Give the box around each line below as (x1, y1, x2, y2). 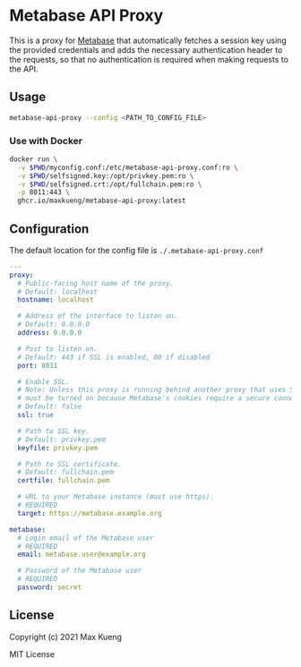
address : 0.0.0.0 (17, 329, 82, 338)
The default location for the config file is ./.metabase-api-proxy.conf (9, 244, 264, 255)
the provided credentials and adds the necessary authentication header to (9, 44, 283, 55)
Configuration (9, 221, 90, 236)
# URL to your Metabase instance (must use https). (17, 492, 215, 501)
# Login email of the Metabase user (17, 534, 154, 543)
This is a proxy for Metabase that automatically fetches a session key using (9, 35, 287, 46)
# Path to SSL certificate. (17, 459, 123, 468)
